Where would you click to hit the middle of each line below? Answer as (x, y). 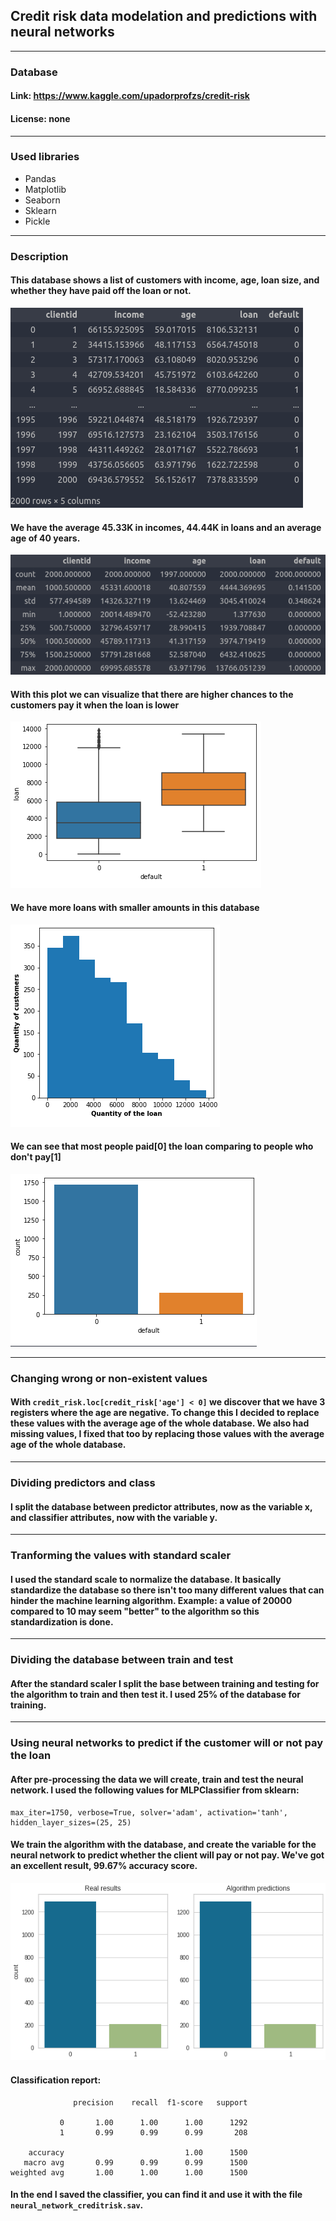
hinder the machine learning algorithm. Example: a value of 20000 (151, 1600)
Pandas (40, 178)
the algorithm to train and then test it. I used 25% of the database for (155, 1694)
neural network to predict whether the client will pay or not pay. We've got (167, 1855)
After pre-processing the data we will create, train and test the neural (157, 1779)
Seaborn (42, 200)
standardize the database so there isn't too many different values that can (167, 1590)
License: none (40, 118)
